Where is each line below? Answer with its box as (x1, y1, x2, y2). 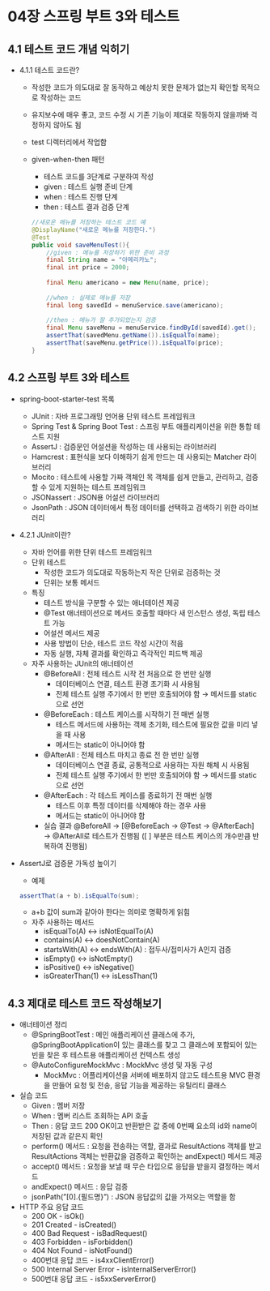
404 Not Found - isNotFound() (31, 1246, 133, 1255)
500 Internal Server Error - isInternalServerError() (31, 1264, 196, 1274)
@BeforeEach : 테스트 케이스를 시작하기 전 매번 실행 (43, 709, 209, 718)
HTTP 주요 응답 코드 (19, 1202, 84, 1212)
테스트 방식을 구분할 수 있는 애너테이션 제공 (43, 598, 179, 607)
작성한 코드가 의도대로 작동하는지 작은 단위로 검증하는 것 (43, 567, 221, 577)
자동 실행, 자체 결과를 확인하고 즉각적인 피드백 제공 (43, 648, 204, 658)
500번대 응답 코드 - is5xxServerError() (31, 1274, 157, 1284)
